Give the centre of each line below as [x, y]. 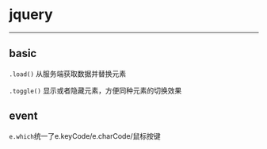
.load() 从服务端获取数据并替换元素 [68, 74]
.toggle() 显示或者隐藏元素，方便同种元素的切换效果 [95, 90]
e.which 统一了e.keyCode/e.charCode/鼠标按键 [85, 136]
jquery [31, 15]
